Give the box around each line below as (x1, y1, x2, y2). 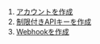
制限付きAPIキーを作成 (15, 17, 92, 26)
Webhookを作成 (15, 27, 70, 36)
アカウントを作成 (15, 7, 73, 16)
